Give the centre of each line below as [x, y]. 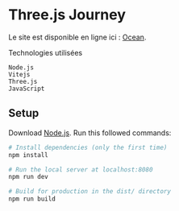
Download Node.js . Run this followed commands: [90, 132]
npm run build [32, 199]
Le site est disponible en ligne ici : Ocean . [77, 37]
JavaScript [27, 89]
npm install [28, 155]
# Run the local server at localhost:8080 [81, 170]
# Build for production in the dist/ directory [90, 192]
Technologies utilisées [46, 52]
